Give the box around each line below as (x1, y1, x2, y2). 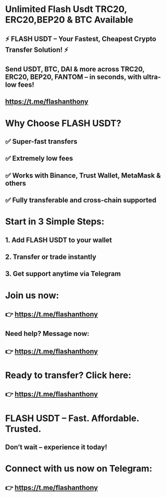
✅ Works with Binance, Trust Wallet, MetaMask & (5, 171, 161, 180)
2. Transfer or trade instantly (5, 253, 96, 261)
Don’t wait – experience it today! (5, 443, 108, 451)
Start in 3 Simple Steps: (5, 216, 105, 228)
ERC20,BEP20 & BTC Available (5, 14, 134, 25)
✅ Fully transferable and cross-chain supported (5, 196, 157, 205)
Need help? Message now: (5, 329, 90, 338)
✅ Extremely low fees (5, 154, 73, 163)
